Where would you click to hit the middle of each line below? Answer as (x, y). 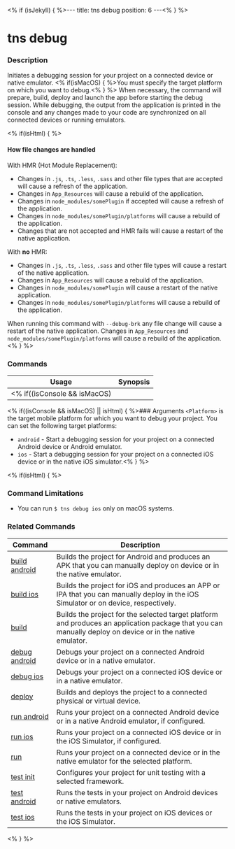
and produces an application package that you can (140, 623)
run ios (22, 736)
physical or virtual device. (99, 701)
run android (30, 716)
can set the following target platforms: (62, 425)
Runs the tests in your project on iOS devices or (134, 813)
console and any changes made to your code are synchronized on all (107, 113)
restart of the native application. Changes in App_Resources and (98, 331)
